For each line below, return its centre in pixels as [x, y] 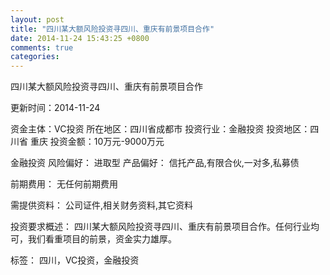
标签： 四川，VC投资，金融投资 [75, 260]
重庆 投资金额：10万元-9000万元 [97, 142]
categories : [35, 57]
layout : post [37, 19]
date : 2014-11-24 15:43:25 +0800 [80, 38]
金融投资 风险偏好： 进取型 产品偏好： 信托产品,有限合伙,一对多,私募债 [155, 163]
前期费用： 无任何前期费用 [64, 184]
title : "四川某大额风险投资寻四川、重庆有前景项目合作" [112, 29]
